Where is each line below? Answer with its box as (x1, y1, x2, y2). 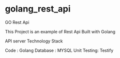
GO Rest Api (5, 19, 30, 25)
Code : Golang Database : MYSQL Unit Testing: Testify (5, 47, 114, 53)
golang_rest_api (5, 3, 71, 14)
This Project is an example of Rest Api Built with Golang (5, 29, 116, 34)
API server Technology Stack (5, 38, 63, 44)
